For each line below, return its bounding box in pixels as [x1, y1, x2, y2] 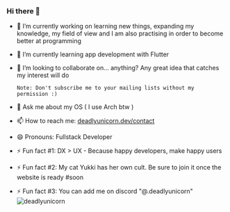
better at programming [16, 37, 81, 45]
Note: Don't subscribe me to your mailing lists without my [16, 85, 195, 92]
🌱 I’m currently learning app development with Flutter [16, 50, 170, 58]
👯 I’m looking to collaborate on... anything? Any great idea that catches [16, 64, 220, 72]
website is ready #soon [16, 173, 84, 181]
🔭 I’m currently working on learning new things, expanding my [16, 22, 195, 31]
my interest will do [16, 71, 69, 79]
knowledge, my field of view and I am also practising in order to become [16, 29, 224, 38]
